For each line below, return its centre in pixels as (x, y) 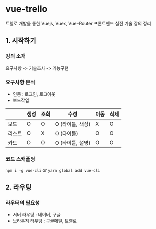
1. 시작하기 (21, 41)
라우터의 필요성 (23, 203)
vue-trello (26, 9)
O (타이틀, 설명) (73, 143)
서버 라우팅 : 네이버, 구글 (37, 214)
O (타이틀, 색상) (73, 124)
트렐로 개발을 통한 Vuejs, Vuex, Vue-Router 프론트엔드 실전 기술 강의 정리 (79, 23)
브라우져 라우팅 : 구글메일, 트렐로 (45, 221)
